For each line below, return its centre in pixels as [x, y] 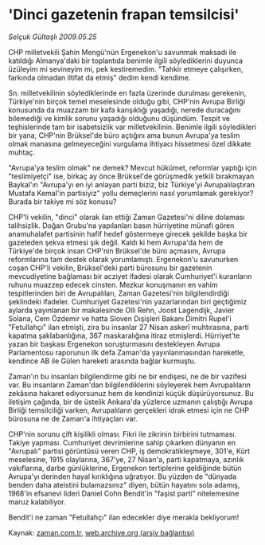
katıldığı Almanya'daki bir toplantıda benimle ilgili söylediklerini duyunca [126, 61]
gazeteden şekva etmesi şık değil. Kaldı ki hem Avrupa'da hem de [116, 242]
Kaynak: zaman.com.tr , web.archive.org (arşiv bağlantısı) [101, 532]
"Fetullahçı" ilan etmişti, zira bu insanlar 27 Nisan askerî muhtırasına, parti [129, 327]
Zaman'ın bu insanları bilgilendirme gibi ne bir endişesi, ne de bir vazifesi [127, 376]
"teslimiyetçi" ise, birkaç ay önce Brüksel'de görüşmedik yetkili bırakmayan [131, 176]
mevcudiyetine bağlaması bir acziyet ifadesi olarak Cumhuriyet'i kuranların [130, 276]
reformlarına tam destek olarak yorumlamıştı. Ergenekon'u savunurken [123, 259]
